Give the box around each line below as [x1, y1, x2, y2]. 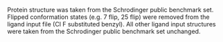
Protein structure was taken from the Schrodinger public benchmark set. [7, 6, 214, 14]
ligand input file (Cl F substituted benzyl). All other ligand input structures [7, 20, 216, 28]
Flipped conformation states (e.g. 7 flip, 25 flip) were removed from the [7, 13, 210, 21]
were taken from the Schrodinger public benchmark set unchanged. [7, 27, 201, 35]
